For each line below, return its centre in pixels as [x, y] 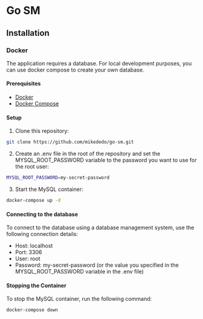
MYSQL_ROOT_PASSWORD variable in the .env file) [79, 272]
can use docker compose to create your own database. [75, 70]
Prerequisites [24, 84]
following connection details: [42, 234]
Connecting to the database [42, 214]
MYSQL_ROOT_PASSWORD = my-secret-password [58, 178]
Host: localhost [34, 246]
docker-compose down [32, 310]
